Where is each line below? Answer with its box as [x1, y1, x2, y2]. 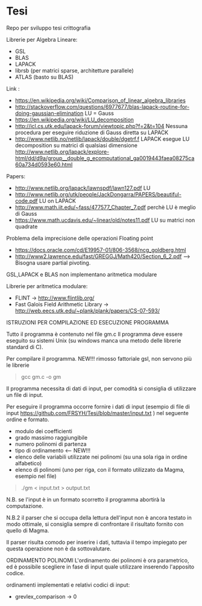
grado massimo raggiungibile [14, 434, 88, 441]
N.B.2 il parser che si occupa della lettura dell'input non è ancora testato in [6, 514, 192, 521]
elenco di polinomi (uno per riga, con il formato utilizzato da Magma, [14, 466, 185, 473]
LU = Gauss [84, 109, 115, 117]
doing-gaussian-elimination [14, 109, 84, 117]
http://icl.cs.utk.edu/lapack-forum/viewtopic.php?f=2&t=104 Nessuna [14, 122, 188, 129]
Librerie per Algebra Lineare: [6, 36, 78, 43]
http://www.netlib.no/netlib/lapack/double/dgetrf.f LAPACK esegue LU [14, 135, 190, 143]
